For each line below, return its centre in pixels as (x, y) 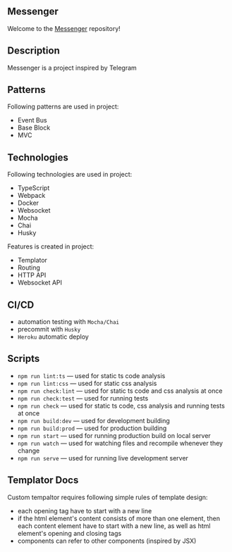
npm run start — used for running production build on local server (114, 435)
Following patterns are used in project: (63, 107)
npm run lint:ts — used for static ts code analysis (91, 375)
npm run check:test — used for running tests (83, 398)
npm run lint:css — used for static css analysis (87, 383)
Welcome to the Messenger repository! (64, 28)
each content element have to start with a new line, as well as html (114, 526)
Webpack (31, 196)
